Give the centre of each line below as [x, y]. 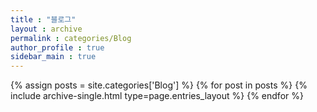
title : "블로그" [43, 19]
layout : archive [46, 29]
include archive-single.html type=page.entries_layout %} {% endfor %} [157, 96]
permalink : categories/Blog [71, 38]
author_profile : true [57, 47]
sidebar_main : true [53, 57]
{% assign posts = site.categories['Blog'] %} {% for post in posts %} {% [159, 85]
